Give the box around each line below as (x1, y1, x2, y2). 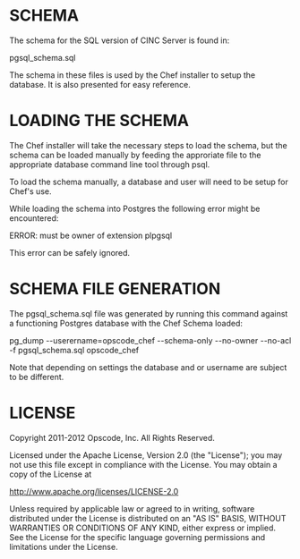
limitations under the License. (9, 541, 118, 552)
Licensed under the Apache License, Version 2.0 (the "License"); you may (9, 449, 283, 461)
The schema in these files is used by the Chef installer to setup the (9, 69, 256, 80)
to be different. (9, 371, 64, 382)
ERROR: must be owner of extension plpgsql (9, 230, 173, 241)
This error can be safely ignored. (9, 247, 131, 258)
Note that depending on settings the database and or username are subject (9, 361, 287, 372)
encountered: (9, 212, 59, 224)
